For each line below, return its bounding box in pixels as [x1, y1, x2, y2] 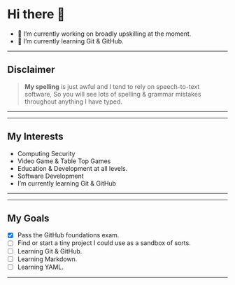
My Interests [7, 131, 64, 143]
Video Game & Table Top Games [17, 157, 111, 165]
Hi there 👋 [7, 6, 65, 22]
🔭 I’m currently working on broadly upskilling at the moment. [17, 29, 192, 38]
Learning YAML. [17, 263, 64, 271]
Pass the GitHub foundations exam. [17, 231, 120, 239]
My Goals [7, 212, 50, 224]
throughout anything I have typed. [24, 97, 122, 106]
